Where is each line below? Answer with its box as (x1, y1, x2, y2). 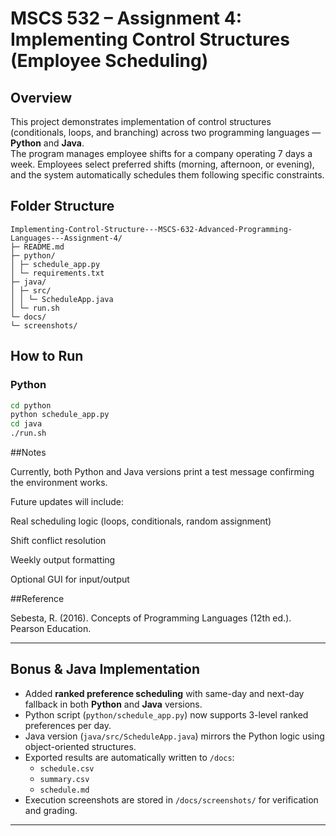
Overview (10, 89, 73, 106)
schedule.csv (39, 763, 95, 774)
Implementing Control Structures (10, 28, 290, 51)
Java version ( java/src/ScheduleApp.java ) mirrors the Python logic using (24, 730, 325, 742)
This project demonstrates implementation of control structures (10, 116, 272, 127)
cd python (10, 400, 52, 411)
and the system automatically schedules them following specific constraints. (10, 169, 325, 181)
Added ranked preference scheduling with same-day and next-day (24, 687, 305, 699)
